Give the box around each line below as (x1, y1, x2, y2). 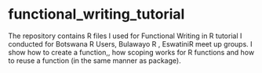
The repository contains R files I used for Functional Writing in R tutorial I (8, 31, 242, 40)
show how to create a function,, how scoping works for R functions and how (8, 47, 255, 57)
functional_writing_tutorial (8, 5, 185, 23)
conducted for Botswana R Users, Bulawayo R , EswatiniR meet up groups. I (8, 39, 253, 48)
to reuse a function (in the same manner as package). (8, 56, 182, 65)
